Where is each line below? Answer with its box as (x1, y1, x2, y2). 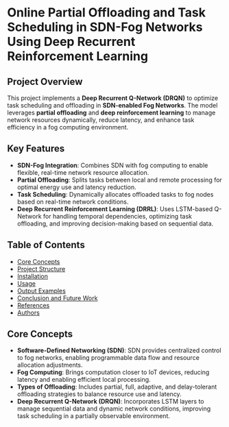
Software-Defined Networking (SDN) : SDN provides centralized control (16, 346, 221, 354)
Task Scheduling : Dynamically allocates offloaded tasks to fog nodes (16, 190, 214, 198)
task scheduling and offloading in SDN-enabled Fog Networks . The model (7, 101, 218, 109)
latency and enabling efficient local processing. (16, 376, 151, 384)
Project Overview (7, 75, 83, 87)
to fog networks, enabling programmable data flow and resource (16, 354, 200, 362)
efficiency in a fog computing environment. (7, 123, 129, 131)
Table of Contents (7, 239, 86, 251)
